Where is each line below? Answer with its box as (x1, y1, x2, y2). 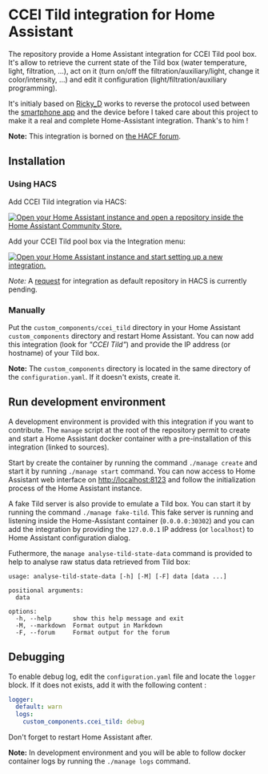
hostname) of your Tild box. (8, 348, 100, 357)
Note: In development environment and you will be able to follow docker (8, 748, 246, 758)
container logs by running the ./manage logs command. (8, 756, 190, 766)
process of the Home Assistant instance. (8, 483, 142, 493)
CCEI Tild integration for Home (8, 6, 215, 24)
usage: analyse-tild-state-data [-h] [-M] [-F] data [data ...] (8, 572, 227, 580)
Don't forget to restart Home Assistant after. (8, 732, 154, 742)
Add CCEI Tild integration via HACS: (8, 196, 127, 206)
